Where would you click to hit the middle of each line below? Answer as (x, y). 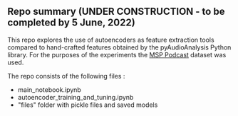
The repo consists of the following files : (66, 76)
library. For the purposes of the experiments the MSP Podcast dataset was (117, 54)
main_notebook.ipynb (50, 89)
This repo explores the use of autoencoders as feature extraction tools (111, 40)
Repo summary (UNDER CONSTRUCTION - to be (116, 12)
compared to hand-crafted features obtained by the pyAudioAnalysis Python (119, 47)
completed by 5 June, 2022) (71, 23)
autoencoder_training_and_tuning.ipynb (76, 97)
